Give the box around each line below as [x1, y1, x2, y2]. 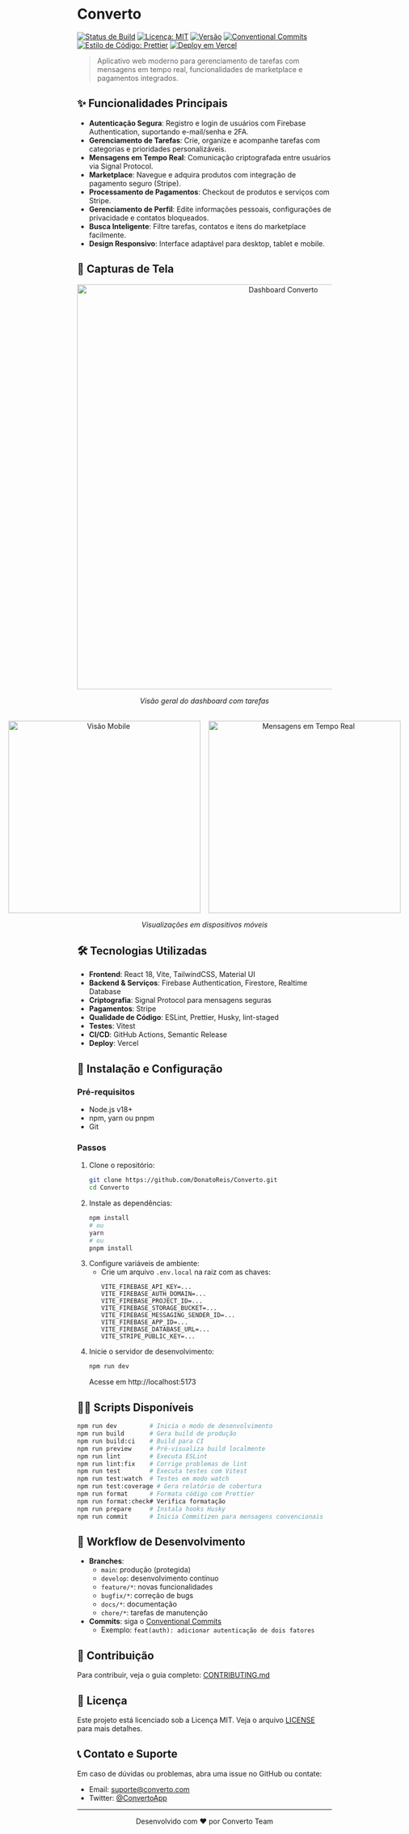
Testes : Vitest [88, 1021, 136, 1031]
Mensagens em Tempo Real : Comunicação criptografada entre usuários [88, 152, 331, 162]
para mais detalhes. [77, 1723, 143, 1734]
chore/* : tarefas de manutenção [100, 1608, 209, 1618]
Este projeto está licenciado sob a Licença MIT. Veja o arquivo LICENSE [77, 1715, 315, 1725]
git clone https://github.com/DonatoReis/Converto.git [88, 1176, 278, 1184]
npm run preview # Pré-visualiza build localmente [77, 1444, 266, 1452]
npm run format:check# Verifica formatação [77, 1497, 226, 1505]
